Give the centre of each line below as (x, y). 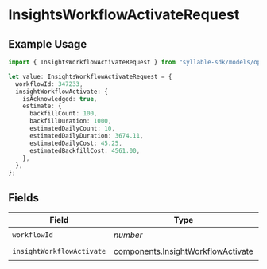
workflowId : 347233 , (49, 84)
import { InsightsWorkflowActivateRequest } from (92, 62)
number (128, 235)
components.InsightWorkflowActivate (184, 251)
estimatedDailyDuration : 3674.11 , (87, 136)
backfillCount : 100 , (63, 114)
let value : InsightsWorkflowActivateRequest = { (90, 76)
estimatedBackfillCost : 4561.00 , (85, 150)
